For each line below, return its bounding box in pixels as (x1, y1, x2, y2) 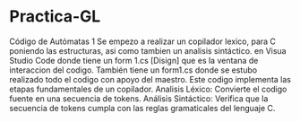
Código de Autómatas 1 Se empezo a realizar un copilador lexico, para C (9, 36, 276, 47)
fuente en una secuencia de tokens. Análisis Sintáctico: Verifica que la (9, 92, 269, 104)
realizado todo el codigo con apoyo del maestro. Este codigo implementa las (9, 74, 291, 84)
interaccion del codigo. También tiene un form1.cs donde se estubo (9, 65, 258, 75)
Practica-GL (9, 6, 101, 27)
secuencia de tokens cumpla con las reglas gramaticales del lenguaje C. (9, 102, 276, 113)
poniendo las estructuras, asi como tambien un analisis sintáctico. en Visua (9, 45, 287, 56)
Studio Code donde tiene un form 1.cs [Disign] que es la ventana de (9, 55, 259, 65)
